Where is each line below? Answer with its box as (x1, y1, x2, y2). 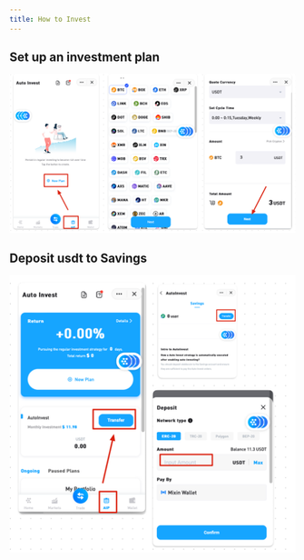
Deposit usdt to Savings (9, 250, 148, 265)
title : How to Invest (9, 15, 92, 24)
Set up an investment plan (9, 50, 161, 65)
